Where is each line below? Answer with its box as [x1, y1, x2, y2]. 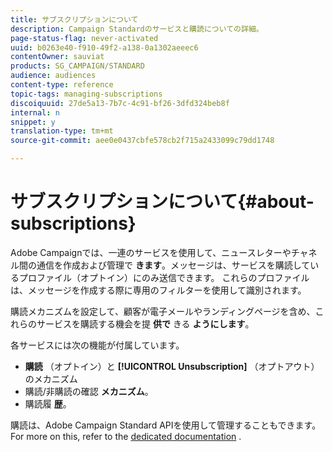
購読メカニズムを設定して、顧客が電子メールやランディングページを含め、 [10, 305, 316, 317]
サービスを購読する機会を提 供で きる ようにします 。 [36, 317, 255, 330]
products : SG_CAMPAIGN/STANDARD [10, 61, 145, 71]
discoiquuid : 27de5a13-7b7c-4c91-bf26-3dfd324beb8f [10, 98, 230, 108]
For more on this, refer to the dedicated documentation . [10, 430, 242, 442]
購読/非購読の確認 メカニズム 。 [24, 385, 154, 397]
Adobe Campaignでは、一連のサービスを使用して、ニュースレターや [10, 246, 292, 258]
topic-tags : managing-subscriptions [10, 89, 163, 99]
